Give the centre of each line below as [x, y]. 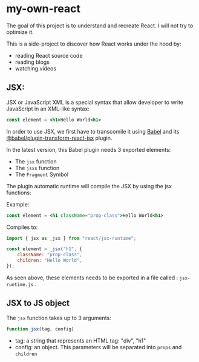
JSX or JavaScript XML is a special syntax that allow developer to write [95, 102]
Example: [18, 204]
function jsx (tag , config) [40, 329]
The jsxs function [37, 168]
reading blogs [32, 62]
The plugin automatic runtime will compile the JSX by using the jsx [89, 186]
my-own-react [43, 9]
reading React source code [49, 55]
